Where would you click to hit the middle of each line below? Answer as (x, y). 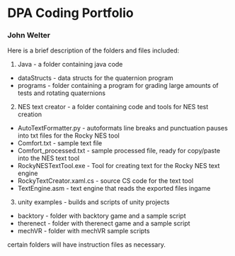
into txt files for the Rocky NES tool (69, 135)
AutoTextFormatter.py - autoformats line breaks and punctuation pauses (122, 128)
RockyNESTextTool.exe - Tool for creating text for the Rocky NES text (119, 166)
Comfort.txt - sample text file (60, 143)
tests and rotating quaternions (62, 93)
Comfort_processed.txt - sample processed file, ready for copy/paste (119, 151)
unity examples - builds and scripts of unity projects (93, 202)
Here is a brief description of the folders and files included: (93, 50)
